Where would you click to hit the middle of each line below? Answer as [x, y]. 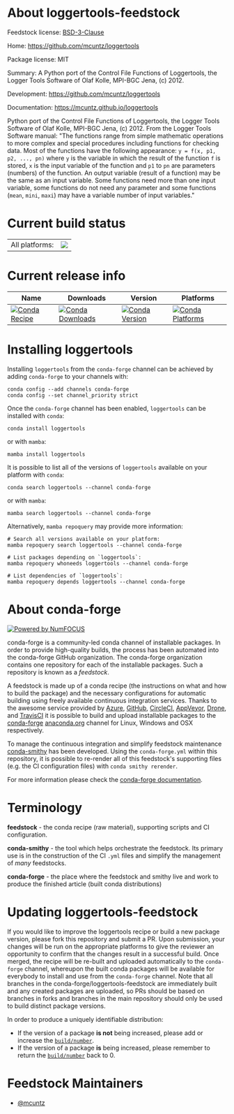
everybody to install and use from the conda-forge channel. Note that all [110, 976]
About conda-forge [64, 609]
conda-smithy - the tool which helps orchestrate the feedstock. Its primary [115, 848]
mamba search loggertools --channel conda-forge [79, 513]
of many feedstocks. [37, 863]
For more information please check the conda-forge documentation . [105, 779]
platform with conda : [36, 475]
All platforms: [32, 245]
